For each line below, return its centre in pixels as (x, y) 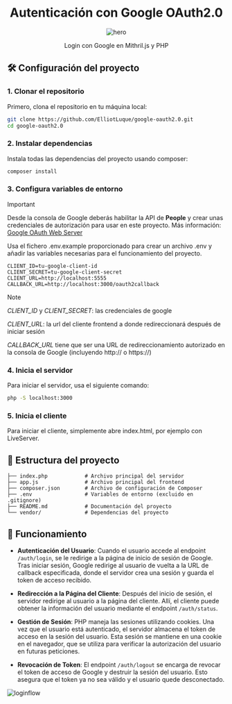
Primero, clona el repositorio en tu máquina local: (77, 106)
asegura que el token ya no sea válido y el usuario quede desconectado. (121, 679)
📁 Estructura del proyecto (63, 460)
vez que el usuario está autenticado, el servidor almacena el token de (116, 629)
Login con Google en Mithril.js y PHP (116, 45)
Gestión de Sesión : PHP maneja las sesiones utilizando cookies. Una (116, 621)
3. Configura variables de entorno (65, 189)
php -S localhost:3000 (40, 398)
